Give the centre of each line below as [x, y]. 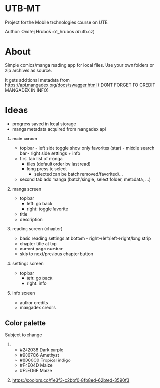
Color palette [25, 323]
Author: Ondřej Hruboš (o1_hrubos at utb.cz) [50, 31]
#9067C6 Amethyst [39, 355]
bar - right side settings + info [50, 153]
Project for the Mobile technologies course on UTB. [57, 22]
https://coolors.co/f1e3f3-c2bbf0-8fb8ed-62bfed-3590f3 [71, 380]
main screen [25, 139]
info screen [24, 293]
